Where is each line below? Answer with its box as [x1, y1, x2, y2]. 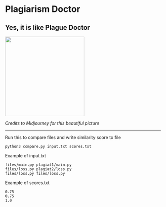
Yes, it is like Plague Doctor [5, 23, 90, 32]
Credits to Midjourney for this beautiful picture [5, 120, 100, 126]
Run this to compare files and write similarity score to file [5, 135, 121, 140]
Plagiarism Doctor [5, 3, 81, 15]
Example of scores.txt [5, 180, 50, 186]
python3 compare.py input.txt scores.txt [5, 144, 92, 149]
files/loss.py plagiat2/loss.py [5, 167, 72, 172]
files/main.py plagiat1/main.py [5, 162, 72, 167]
